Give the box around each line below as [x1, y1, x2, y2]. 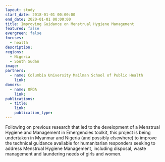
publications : [5, 96, 35, 101]
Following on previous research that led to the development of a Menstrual [5, 124, 160, 130]
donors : [5, 82, 22, 87]
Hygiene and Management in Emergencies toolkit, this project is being [5, 129, 151, 135]
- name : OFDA [10, 87, 37, 92]
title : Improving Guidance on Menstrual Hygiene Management [5, 21, 135, 27]
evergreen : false [5, 31, 42, 36]
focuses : [5, 36, 24, 41]
